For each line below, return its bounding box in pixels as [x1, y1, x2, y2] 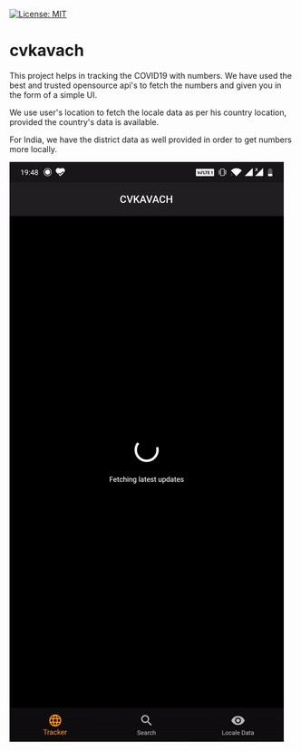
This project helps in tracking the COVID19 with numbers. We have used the [9, 70, 293, 81]
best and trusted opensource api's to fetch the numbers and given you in [9, 80, 282, 91]
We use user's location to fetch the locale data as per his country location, [9, 107, 287, 118]
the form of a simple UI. [9, 89, 98, 100]
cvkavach [9, 41, 84, 61]
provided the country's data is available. [9, 116, 160, 127]
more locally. [9, 143, 57, 154]
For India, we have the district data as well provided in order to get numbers [9, 134, 292, 145]
